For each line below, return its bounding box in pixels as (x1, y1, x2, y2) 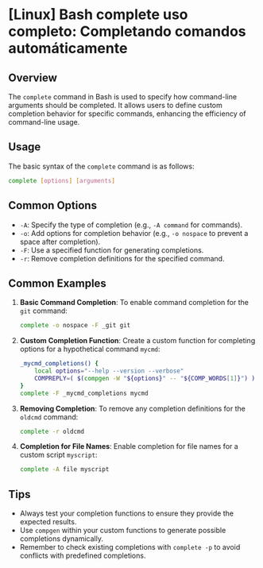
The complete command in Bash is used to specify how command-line (8, 92, 237, 101)
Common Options (8, 199, 98, 212)
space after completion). (19, 237, 101, 246)
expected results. (19, 517, 77, 527)
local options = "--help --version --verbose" (34, 367, 184, 375)
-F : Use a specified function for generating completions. (19, 245, 204, 255)
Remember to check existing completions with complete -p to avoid (19, 543, 241, 552)
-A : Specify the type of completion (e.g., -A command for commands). (19, 220, 243, 230)
